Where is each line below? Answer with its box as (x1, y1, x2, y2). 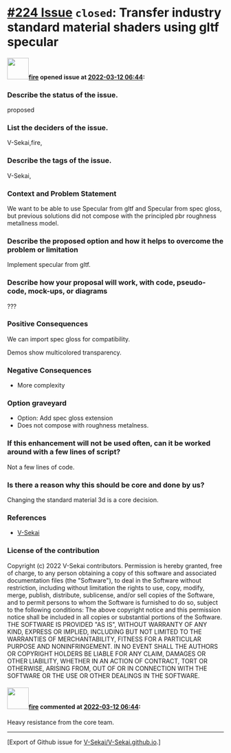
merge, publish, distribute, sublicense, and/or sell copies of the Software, (7, 591, 215, 599)
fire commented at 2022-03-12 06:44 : (28, 703, 141, 711)
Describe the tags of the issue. (7, 156, 112, 165)
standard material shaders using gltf (7, 19, 219, 35)
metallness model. (7, 219, 59, 227)
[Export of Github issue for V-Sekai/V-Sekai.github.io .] (7, 738, 161, 746)
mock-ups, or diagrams (27, 286, 108, 296)
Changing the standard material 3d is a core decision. (7, 496, 159, 504)
